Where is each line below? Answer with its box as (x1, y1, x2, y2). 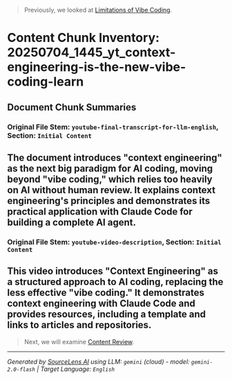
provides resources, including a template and (7, 308, 206, 320)
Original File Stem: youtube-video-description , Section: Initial (7, 237, 222, 247)
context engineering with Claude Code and (7, 298, 195, 310)
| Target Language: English (37, 365, 115, 373)
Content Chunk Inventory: (7, 30, 160, 46)
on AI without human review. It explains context (7, 184, 216, 196)
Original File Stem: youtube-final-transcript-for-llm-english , (7, 122, 219, 132)
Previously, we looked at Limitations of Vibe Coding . (23, 6, 173, 14)
